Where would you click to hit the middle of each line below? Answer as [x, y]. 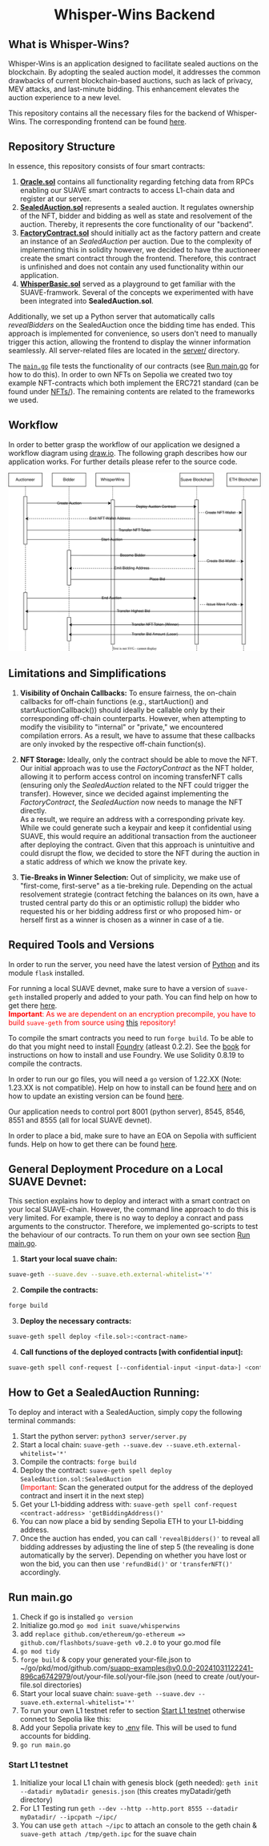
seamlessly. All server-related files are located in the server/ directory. [124, 350]
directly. [33, 810]
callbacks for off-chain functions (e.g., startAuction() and [114, 701]
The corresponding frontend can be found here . [107, 121]
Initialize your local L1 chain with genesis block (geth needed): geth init [139, 1782]
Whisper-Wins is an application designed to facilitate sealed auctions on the [133, 63]
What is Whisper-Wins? [69, 44]
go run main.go [45, 1745]
